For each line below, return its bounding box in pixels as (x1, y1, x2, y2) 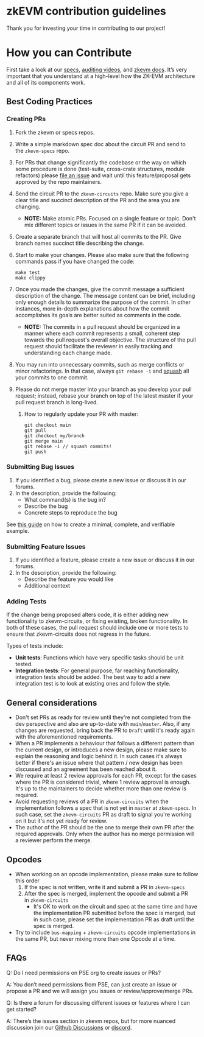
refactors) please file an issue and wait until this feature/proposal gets (15, 172, 191, 179)
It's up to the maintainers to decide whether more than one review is (15, 785, 187, 792)
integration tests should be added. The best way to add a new (15, 673, 171, 681)
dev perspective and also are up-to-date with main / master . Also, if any (15, 720, 191, 728)
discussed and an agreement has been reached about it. (15, 765, 157, 773)
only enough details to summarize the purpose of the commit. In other (15, 298, 191, 306)
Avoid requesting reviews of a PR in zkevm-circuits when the (15, 798, 169, 805)
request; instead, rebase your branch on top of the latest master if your (15, 392, 194, 399)
